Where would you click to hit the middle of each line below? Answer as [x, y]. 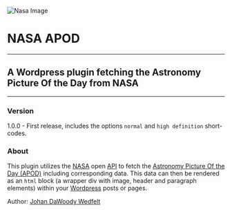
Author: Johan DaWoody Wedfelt [54, 202]
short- [214, 126]
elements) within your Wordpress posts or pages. [77, 188]
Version [21, 110]
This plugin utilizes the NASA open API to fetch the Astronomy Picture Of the [116, 166]
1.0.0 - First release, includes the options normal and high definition [105, 126]
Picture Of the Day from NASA [73, 83]
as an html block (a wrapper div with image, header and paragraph [102, 181]
